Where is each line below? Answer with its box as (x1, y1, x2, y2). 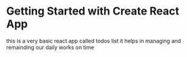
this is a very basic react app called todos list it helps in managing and (6, 37, 182, 44)
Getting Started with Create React (6, 4, 180, 18)
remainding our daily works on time (6, 44, 94, 51)
